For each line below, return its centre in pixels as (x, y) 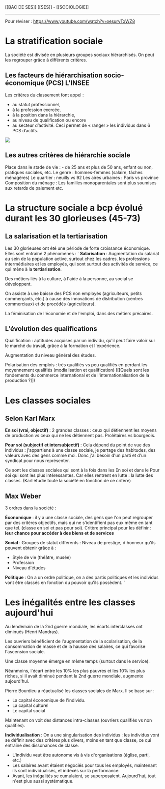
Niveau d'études (29, 568)
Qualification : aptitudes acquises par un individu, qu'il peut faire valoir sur (80, 341)
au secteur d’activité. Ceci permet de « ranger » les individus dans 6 (81, 125)
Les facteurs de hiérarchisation (54, 75)
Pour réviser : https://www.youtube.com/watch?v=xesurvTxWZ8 (70, 21)
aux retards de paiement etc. (34, 188)
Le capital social (29, 711)
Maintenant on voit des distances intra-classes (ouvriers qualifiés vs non (79, 720)
